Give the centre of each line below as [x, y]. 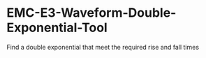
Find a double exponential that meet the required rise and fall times [103, 47]
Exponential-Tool [57, 28]
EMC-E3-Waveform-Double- [91, 13]
